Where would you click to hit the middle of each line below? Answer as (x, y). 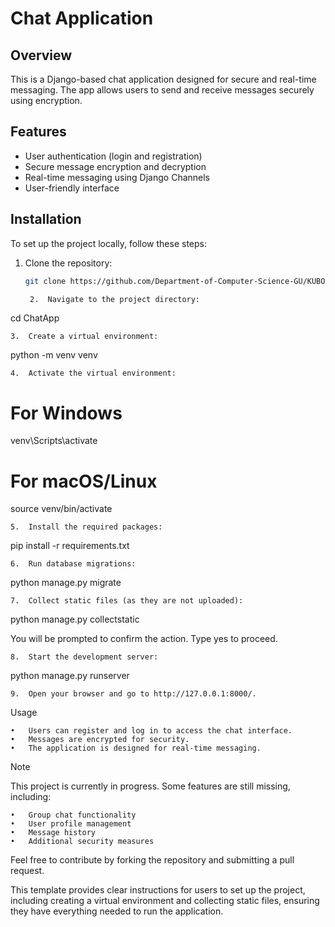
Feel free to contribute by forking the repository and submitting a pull (152, 860)
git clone (45, 281)
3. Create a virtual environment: (84, 337)
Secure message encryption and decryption (115, 166)
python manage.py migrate (66, 583)
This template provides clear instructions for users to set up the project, (158, 890)
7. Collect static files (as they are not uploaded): (127, 601)
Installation (46, 219)
